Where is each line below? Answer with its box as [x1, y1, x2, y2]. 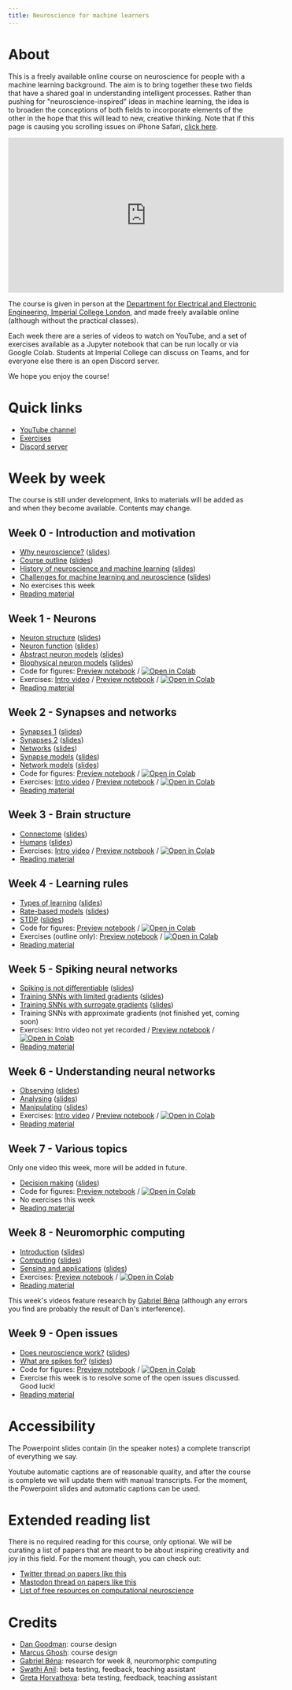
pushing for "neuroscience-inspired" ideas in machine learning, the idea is [8, 96, 249, 106]
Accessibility [8, 1417, 96, 1435]
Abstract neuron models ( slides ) [19, 650, 124, 659]
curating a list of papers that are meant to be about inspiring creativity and [8, 1545, 249, 1555]
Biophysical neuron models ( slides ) [19, 658, 134, 668]
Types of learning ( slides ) [19, 898, 103, 907]
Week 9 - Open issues [8, 1327, 118, 1340]
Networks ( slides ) [19, 743, 77, 753]
